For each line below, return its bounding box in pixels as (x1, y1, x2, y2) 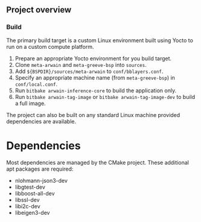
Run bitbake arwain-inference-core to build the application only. (14, 87, 177, 94)
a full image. (14, 100, 46, 107)
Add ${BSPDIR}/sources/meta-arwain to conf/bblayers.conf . (14, 68, 164, 75)
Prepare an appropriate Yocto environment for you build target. (14, 54, 172, 62)
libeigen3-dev (14, 209, 50, 216)
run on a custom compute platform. (6, 43, 94, 50)
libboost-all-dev (14, 189, 56, 197)
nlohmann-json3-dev (14, 177, 68, 184)
